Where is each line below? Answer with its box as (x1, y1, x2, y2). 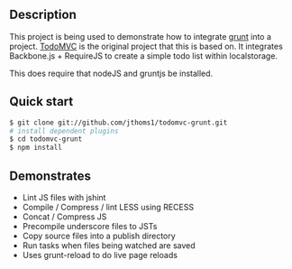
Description (9, 7, 77, 23)
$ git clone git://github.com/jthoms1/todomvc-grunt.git (9, 117, 228, 127)
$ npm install (9, 144, 63, 153)
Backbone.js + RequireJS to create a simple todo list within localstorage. (9, 50, 278, 61)
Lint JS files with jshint (22, 191, 106, 202)
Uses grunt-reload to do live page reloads (22, 249, 178, 260)
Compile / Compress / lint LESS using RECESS (22, 201, 195, 212)
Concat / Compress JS (22, 211, 107, 222)
